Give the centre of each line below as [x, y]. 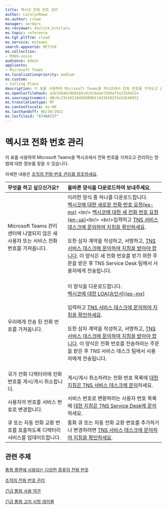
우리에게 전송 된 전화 [30, 322]
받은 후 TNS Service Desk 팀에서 [115, 263]
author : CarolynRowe [27, 14]
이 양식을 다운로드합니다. [95, 286]
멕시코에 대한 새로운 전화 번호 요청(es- [111, 205]
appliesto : [16, 65]
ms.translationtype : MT [30, 103]
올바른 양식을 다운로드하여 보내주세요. [109, 187]
